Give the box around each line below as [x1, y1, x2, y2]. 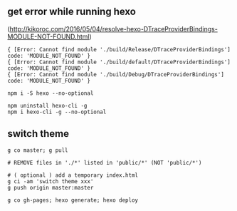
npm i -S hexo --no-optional [7, 89, 94, 97]
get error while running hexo [7, 6, 137, 18]
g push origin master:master [7, 184, 94, 191]
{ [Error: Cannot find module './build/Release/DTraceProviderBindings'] [7, 46, 231, 53]
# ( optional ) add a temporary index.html [7, 171, 139, 179]
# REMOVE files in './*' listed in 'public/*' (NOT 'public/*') [7, 159, 202, 166]
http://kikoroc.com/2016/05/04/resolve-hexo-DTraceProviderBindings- [9, 24, 218, 33]
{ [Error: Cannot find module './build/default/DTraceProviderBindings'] [7, 58, 231, 66]
